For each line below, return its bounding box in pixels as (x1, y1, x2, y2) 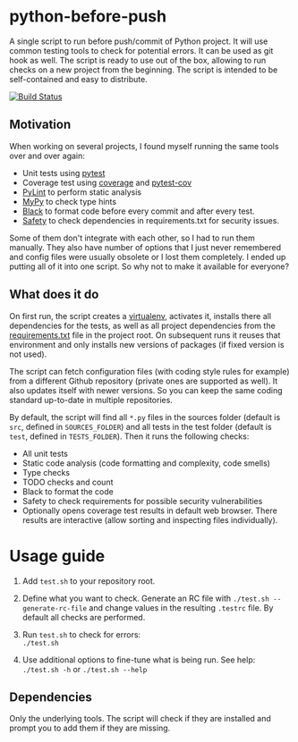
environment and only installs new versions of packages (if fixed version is (9, 339, 285, 350)
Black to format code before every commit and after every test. (21, 206, 255, 216)
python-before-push (9, 6, 167, 27)
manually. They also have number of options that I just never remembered (9, 241, 282, 252)
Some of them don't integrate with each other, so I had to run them (9, 232, 255, 243)
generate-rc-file (21, 603, 88, 613)
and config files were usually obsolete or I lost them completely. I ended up (9, 251, 286, 262)
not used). (9, 349, 47, 359)
